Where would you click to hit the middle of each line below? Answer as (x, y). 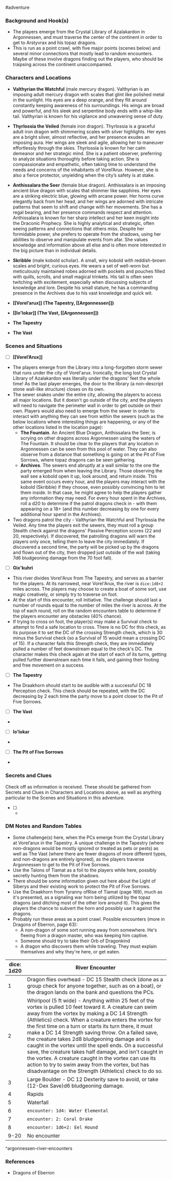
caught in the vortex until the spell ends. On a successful (95, 1045)
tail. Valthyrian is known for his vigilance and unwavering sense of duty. (88, 116)
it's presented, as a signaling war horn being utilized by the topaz (82, 897)
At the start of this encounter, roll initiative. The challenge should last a (87, 600)
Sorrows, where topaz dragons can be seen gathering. (78, 460)
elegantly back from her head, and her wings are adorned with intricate (88, 201)
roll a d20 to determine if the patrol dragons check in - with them (89, 503)
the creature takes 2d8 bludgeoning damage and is (88, 1039)
